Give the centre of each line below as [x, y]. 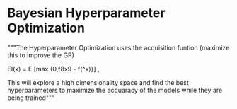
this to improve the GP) [41, 55]
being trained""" [31, 98]
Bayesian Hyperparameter [86, 13]
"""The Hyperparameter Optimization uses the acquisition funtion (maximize [118, 47]
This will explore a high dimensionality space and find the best [98, 82]
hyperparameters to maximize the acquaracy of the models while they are [115, 90]
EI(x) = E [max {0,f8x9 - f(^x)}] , [53, 69]
